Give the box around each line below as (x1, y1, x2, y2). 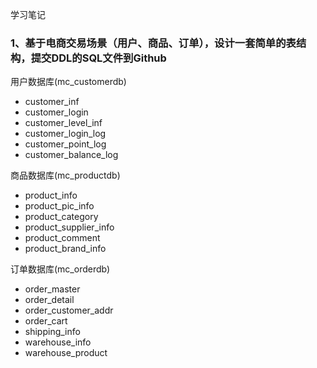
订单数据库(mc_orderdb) (10, 263, 111, 275)
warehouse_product (24, 347, 108, 359)
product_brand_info (24, 243, 107, 255)
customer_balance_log (24, 149, 119, 161)
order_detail (24, 294, 75, 306)
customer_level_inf (24, 117, 103, 129)
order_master (24, 283, 81, 295)
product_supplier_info (24, 221, 115, 233)
